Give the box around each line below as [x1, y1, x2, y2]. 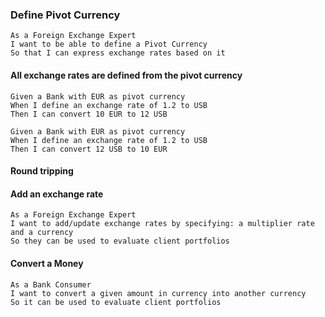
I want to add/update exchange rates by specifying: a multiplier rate [10, 219, 315, 229]
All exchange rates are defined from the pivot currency [10, 69, 243, 81]
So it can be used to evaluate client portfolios [10, 297, 222, 307]
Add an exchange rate [10, 188, 104, 200]
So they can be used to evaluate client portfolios [10, 236, 230, 247]
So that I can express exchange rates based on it [10, 48, 226, 58]
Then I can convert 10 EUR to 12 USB [10, 109, 168, 119]
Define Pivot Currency [10, 8, 121, 22]
